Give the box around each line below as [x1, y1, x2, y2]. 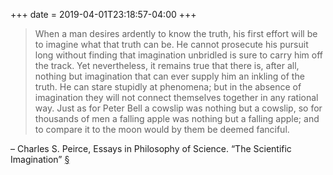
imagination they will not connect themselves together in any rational [34, 92, 319, 103]
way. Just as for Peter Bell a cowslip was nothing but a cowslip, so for [34, 102, 323, 114]
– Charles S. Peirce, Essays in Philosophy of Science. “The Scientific [10, 143, 292, 154]
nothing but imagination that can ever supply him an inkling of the [34, 70, 305, 82]
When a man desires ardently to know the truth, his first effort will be [34, 28, 318, 39]
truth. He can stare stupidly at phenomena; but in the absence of [34, 81, 302, 93]
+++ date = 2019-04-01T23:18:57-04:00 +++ [10, 9, 197, 20]
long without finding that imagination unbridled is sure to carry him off [34, 49, 324, 61]
